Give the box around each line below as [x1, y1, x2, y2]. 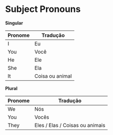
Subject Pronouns [5, 3, 81, 15]
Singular [5, 20, 23, 26]
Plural [5, 85, 18, 91]
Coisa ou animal [34, 72, 72, 79]
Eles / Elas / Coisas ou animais [34, 122, 106, 129]
